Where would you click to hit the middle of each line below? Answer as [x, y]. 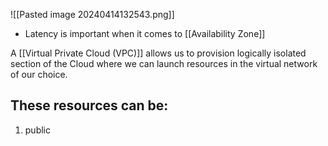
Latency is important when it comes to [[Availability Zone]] [145, 33]
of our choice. [39, 74]
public [37, 130]
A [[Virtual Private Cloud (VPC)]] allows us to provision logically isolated [158, 53]
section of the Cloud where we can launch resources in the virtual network [164, 63]
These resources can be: [89, 105]
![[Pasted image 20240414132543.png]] [92, 14]
